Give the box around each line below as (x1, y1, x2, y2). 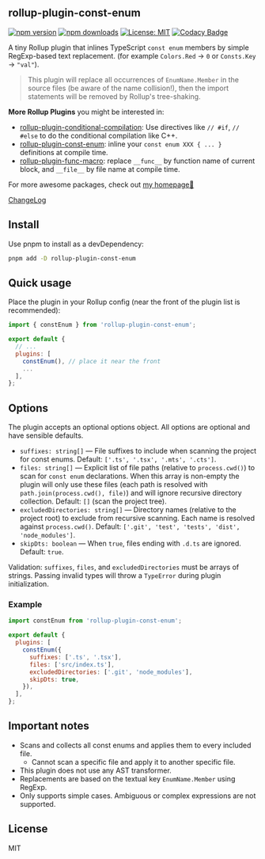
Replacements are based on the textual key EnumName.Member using (19, 773, 236, 783)
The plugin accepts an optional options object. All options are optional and (8, 423, 251, 432)
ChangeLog (8, 195, 47, 204)
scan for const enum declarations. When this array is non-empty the (19, 471, 240, 481)
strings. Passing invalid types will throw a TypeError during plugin (8, 571, 221, 580)
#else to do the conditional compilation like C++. (19, 131, 178, 140)
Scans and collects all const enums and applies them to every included (19, 740, 252, 750)
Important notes (8, 720, 89, 733)
